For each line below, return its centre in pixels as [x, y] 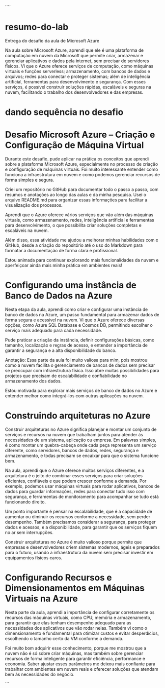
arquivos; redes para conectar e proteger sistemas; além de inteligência [78, 76]
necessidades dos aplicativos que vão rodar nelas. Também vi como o [76, 628]
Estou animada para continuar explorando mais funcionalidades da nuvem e [82, 260]
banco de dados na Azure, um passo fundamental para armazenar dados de [82, 315]
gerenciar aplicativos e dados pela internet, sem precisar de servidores [77, 61]
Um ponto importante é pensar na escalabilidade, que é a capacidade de [79, 511]
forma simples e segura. [29, 180]
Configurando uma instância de [71, 285]
